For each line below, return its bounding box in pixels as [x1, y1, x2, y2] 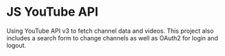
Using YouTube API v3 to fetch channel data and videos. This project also [6, 27, 214, 35]
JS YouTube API [6, 4, 99, 20]
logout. [6, 41, 27, 49]
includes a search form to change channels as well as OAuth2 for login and [6, 33, 219, 42]
